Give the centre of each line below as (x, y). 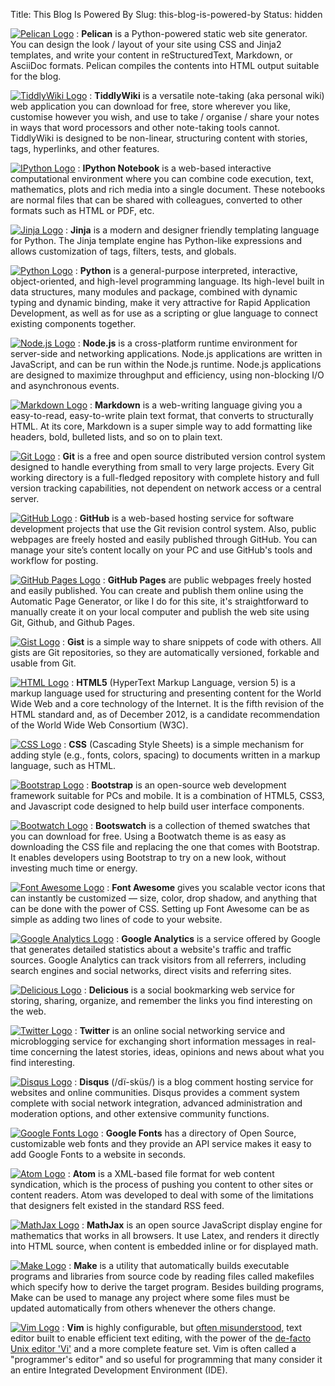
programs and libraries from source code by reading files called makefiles (162, 1276)
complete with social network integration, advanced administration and (156, 1103)
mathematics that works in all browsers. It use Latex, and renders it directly (165, 1235)
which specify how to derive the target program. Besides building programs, (167, 1287)
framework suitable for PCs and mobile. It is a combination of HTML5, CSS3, (167, 795)
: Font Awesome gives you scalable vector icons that (216, 887)
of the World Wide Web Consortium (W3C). (99, 725)
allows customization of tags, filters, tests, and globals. (123, 251)
